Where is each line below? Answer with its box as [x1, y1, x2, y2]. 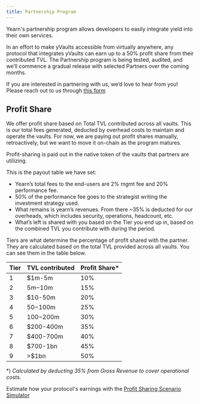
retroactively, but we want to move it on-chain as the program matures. [6, 139, 181, 146]
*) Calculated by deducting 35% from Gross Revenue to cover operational [6, 367, 189, 375]
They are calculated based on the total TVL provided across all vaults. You [6, 243, 190, 250]
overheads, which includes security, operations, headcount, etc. [14, 213, 174, 220]
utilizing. [6, 157, 28, 164]
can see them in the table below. [6, 250, 86, 257]
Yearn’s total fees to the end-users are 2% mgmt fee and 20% [14, 181, 169, 188]
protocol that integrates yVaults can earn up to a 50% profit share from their [6, 49, 194, 57]
